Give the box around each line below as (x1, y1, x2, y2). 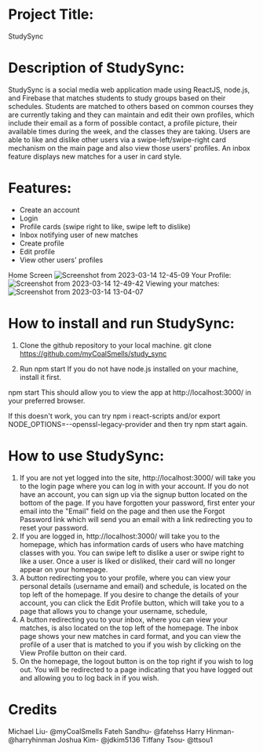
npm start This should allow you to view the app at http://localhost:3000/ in (8, 387, 251, 397)
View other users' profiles (19, 255, 104, 265)
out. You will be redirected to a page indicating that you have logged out (19, 665, 253, 674)
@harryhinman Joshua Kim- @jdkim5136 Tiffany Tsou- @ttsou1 (8, 735, 214, 744)
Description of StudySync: (8, 59, 185, 77)
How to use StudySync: (8, 447, 165, 465)
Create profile (19, 238, 64, 248)
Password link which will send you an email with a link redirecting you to (19, 514, 254, 524)
